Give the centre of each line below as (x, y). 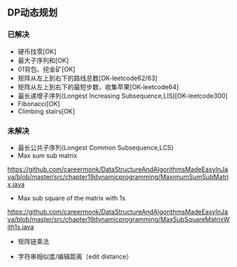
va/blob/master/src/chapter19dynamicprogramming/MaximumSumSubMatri (118, 176)
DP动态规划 (33, 13)
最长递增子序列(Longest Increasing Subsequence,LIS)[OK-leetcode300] (123, 96)
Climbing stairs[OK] (46, 111)
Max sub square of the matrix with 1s (71, 198)
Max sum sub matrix (48, 155)
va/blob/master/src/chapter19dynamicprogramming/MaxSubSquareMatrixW (119, 219)
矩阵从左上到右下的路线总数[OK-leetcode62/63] (87, 78)
